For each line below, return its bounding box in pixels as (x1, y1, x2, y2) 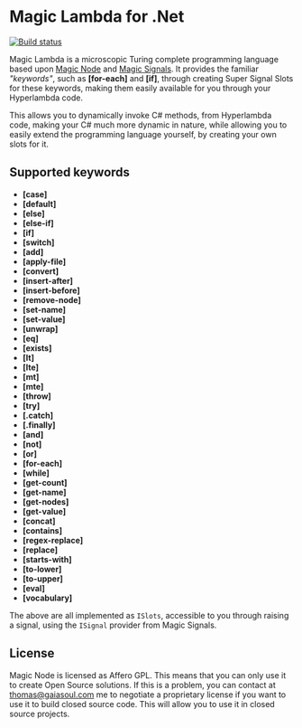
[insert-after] (22, 275, 74, 286)
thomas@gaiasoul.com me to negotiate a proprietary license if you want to (9, 689, 287, 700)
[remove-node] (22, 294, 81, 305)
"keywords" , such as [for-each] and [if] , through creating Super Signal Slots (9, 72, 294, 83)
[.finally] (22, 419, 56, 430)
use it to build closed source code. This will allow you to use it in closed (9, 698, 275, 709)
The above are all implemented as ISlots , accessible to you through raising (9, 610, 289, 620)
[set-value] (22, 314, 66, 325)
